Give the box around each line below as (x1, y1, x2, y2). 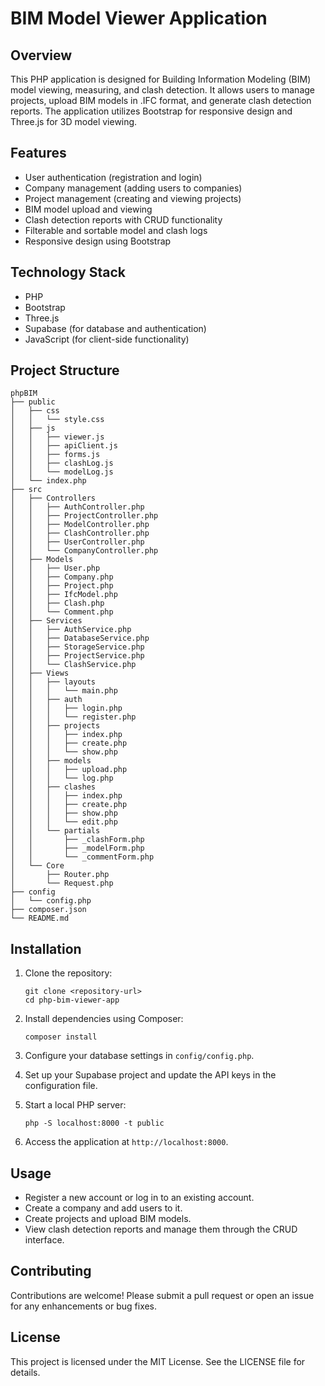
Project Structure (10, 362, 120, 379)
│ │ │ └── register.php (10, 712, 137, 722)
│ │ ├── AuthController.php (10, 502, 145, 512)
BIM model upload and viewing (24, 203, 153, 215)
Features (10, 145, 67, 162)
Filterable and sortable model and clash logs (24, 224, 208, 236)
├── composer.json (10, 905, 87, 915)
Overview (10, 47, 73, 64)
